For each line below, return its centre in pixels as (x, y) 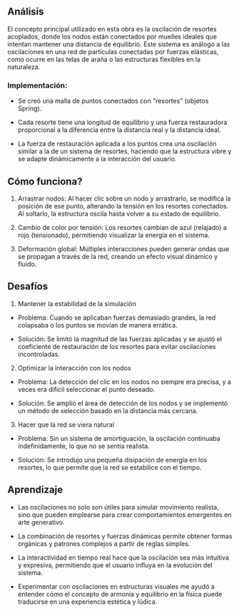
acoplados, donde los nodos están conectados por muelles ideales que (112, 36)
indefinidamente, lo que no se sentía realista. (83, 446)
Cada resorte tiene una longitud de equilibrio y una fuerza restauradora (122, 122)
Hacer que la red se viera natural (66, 425)
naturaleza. (24, 66)
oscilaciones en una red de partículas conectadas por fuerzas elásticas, (113, 51)
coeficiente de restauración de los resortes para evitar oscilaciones (117, 346)
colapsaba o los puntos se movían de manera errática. (97, 325)
